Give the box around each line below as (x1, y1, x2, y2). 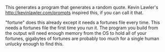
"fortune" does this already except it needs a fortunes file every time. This (5, 20, 160, 25)
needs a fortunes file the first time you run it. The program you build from (5, 25, 158, 31)
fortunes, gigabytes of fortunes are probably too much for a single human (5, 35, 159, 41)
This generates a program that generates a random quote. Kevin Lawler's (5, 5, 158, 10)
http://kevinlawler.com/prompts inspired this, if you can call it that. (5, 10, 144, 16)
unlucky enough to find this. (5, 41, 64, 47)
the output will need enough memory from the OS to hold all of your (5, 30, 147, 36)
